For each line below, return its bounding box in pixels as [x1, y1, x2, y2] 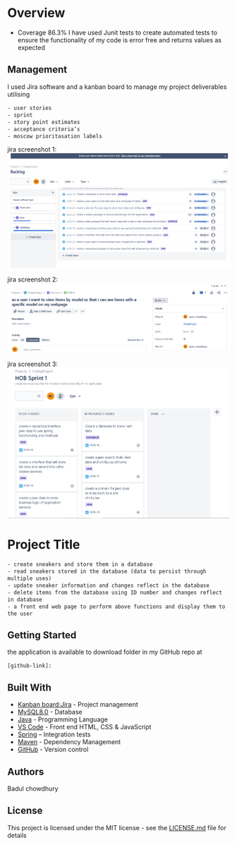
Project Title [7, 536, 80, 552]
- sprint [7, 111, 33, 118]
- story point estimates [7, 118, 80, 126]
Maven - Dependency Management [17, 738, 121, 746]
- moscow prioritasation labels [7, 133, 102, 140]
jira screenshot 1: [7, 145, 57, 153]
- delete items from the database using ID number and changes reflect [7, 589, 222, 596]
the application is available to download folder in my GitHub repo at [7, 648, 202, 657]
